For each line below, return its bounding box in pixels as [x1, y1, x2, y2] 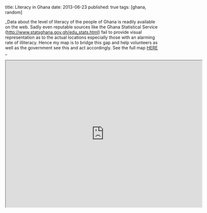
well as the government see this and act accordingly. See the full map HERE [5, 45, 158, 50]
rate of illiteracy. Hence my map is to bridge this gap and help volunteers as [5, 40, 158, 46]
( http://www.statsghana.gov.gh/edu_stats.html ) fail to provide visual [5, 29, 142, 35]
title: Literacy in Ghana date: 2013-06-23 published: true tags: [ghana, [5, 4, 146, 10]
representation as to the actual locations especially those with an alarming [5, 34, 155, 40]
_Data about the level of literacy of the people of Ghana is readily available [5, 19, 155, 24]
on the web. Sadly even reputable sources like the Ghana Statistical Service [5, 24, 158, 30]
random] [5, 9, 23, 15]
